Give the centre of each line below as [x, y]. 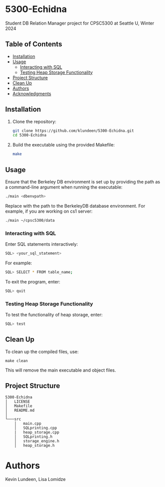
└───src [13, 419]
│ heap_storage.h [35, 446]
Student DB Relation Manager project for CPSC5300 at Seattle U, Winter [80, 23]
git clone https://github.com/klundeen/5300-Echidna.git [73, 131]
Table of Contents [34, 44]
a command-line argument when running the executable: [64, 187]
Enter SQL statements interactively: [42, 244]
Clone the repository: [34, 121]
